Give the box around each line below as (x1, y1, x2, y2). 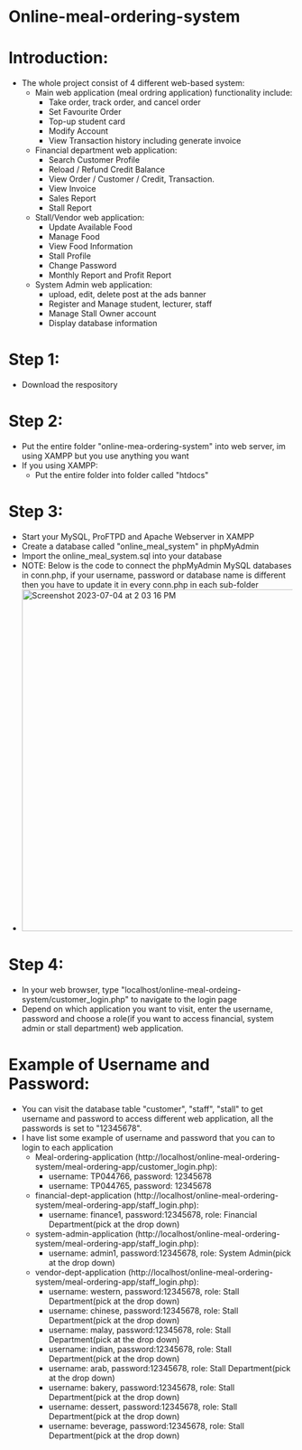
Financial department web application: (34, 145, 178, 155)
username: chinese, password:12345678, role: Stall (48, 1304, 239, 1316)
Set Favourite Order (48, 107, 122, 118)
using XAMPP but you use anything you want (21, 450, 190, 461)
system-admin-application (34, 1228, 133, 1239)
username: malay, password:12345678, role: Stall (48, 1324, 232, 1335)
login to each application (21, 1142, 114, 1153)
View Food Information (48, 241, 133, 252)
